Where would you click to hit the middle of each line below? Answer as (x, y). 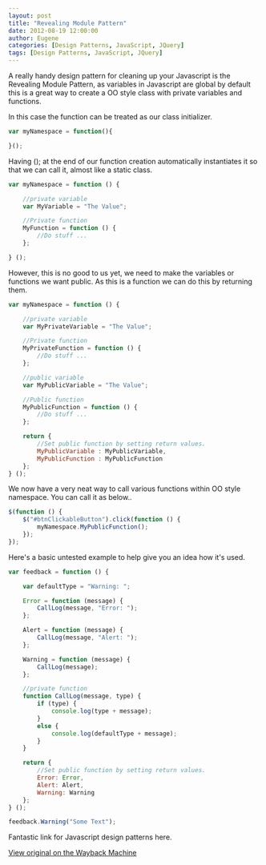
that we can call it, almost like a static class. (81, 170)
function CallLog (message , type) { (82, 696)
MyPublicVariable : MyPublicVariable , (102, 451)
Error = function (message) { (73, 601)
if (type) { (57, 704)
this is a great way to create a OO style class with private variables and (125, 93)
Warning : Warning (66, 793)
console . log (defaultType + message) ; (114, 734)
